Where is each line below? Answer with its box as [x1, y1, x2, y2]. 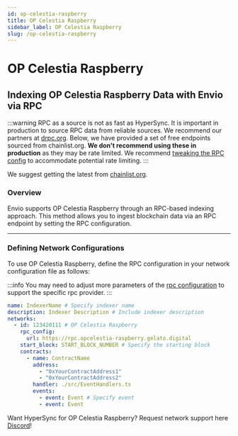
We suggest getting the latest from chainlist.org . [7, 170, 148, 179]
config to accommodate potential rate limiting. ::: [7, 157, 149, 165]
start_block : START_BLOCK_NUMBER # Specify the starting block [20, 342, 211, 349]
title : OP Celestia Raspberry [7, 17, 97, 24]
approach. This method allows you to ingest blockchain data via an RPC [7, 211, 217, 220]
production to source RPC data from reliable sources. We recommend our [7, 126, 222, 135]
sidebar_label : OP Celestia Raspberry [7, 23, 122, 30]
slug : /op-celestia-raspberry [7, 30, 97, 38]
